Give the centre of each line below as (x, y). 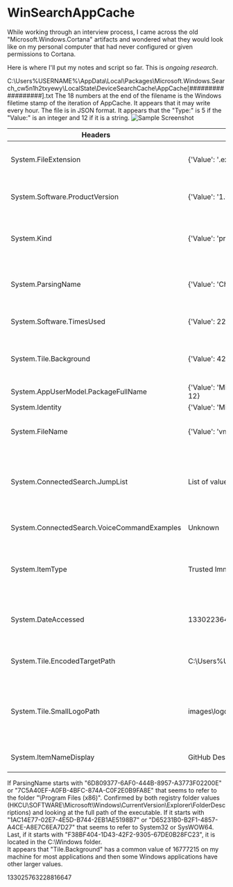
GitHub (200, 757)
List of (198, 482)
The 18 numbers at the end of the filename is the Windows (138, 96)
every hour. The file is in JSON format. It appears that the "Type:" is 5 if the (114, 110)
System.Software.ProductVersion (65, 197)
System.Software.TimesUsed (58, 322)
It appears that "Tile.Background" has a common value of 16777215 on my (113, 849)
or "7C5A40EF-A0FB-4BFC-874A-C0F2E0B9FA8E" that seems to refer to (112, 790)
